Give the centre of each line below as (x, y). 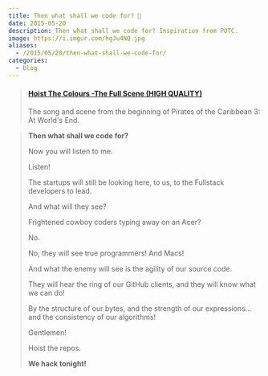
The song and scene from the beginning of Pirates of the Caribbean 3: (144, 111)
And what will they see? (67, 206)
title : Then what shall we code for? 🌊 (75, 16)
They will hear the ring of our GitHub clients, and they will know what (142, 284)
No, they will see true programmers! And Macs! (106, 253)
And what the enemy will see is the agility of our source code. (130, 268)
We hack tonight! (57, 363)
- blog (26, 68)
